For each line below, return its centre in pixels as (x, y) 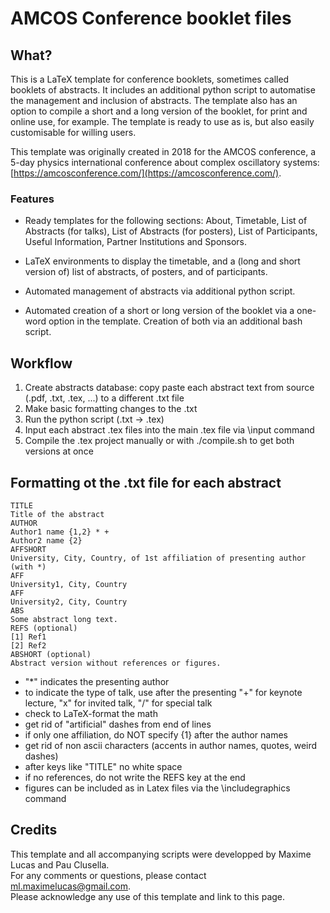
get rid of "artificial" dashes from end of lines (118, 724)
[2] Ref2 (28, 645)
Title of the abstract (57, 514)
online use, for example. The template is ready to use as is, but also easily (162, 121)
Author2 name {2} (46, 540)
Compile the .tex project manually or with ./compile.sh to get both (159, 441)
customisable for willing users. (73, 132)
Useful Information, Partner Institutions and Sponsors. (136, 242)
